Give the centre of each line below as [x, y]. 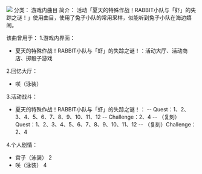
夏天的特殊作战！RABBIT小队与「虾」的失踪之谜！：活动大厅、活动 [99, 51]
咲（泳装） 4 [31, 165]
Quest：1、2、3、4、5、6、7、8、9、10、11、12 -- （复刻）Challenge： [106, 124]
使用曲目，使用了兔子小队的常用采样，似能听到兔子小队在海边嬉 [112, 17]
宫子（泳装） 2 [34, 157]
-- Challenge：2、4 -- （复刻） [141, 117]
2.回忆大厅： [22, 71]
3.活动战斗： [22, 97]
